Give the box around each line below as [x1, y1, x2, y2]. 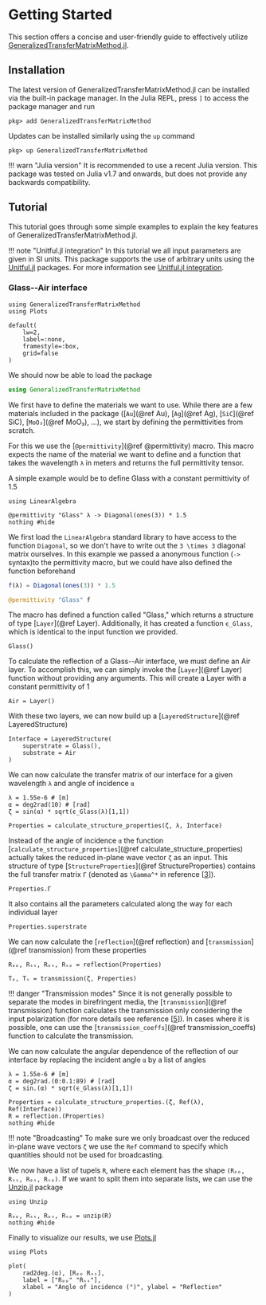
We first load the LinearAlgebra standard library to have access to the [8, 532, 237, 541]
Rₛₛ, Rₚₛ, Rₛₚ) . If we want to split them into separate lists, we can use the [8, 1174, 253, 1184]
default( [8, 321, 37, 329]
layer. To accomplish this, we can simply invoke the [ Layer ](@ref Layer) [8, 665, 243, 674]
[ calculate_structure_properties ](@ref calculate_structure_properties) [8, 844, 244, 854]
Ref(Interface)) [8, 1106, 62, 1114]
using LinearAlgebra [8, 497, 77, 505]
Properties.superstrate [8, 923, 88, 931]
